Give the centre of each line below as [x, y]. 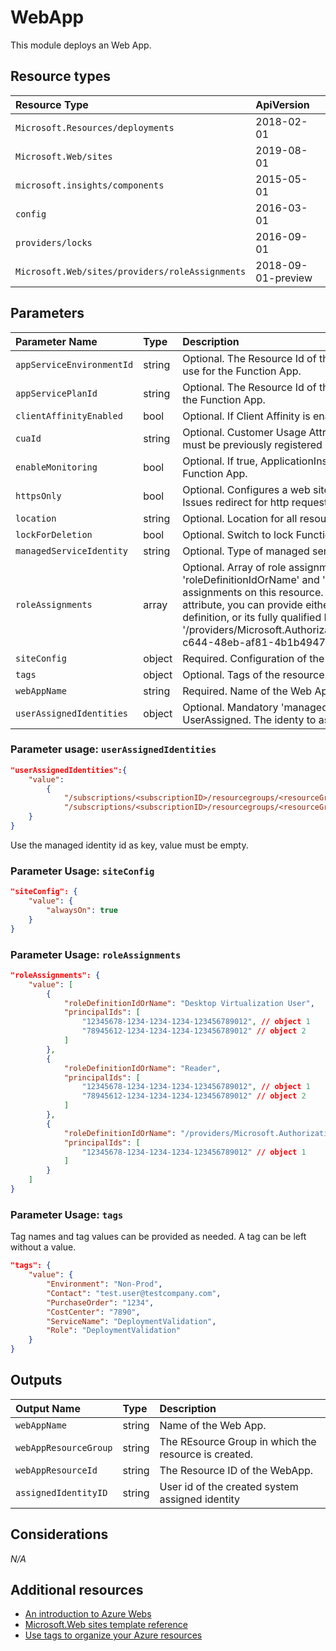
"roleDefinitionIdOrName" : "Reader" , [142, 1068]
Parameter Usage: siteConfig [82, 871]
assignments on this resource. [253, 592]
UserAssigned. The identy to [249, 719]
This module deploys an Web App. [81, 45]
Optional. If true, [220, 461]
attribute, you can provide [242, 604]
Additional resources [77, 1590]
